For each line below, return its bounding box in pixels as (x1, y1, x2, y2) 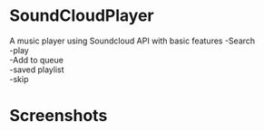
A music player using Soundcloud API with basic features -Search (9, 35, 256, 46)
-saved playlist (9, 64, 65, 75)
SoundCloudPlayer (9, 5, 154, 26)
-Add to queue (9, 54, 64, 65)
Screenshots (9, 106, 108, 126)
